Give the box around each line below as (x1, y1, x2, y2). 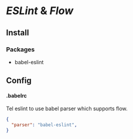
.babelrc (6, 92, 28, 99)
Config (6, 75, 32, 86)
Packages (6, 45, 35, 54)
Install (6, 28, 29, 38)
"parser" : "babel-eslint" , (11, 122, 77, 128)
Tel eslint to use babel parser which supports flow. (6, 105, 128, 112)
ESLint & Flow (6, 4, 74, 18)
